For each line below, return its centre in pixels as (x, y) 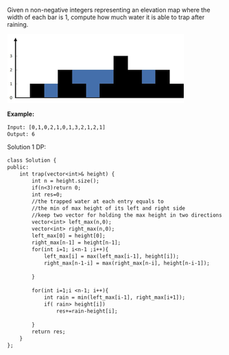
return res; (49, 332)
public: (18, 167)
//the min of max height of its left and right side (109, 208)
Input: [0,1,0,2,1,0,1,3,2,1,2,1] (57, 127)
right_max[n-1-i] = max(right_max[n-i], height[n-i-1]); (127, 263)
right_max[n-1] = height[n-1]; (76, 243)
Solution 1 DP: (27, 147)
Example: (21, 114)
